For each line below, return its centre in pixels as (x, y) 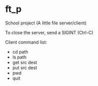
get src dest (25, 62)
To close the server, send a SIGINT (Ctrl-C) (49, 32)
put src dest (25, 68)
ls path (19, 57)
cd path (20, 52)
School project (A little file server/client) (46, 23)
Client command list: (26, 42)
